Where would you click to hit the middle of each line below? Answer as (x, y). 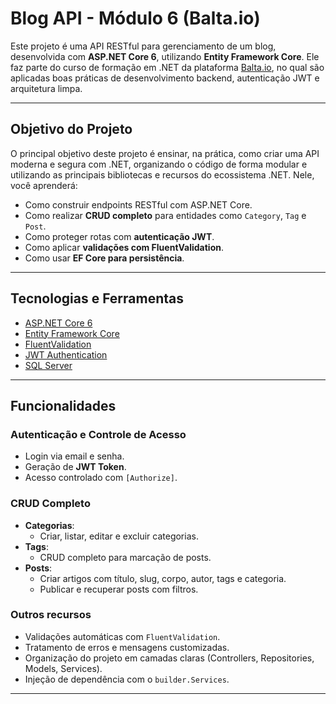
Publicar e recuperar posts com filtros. (119, 589)
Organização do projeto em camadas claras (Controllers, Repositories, (169, 658)
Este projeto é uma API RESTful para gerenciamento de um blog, (143, 46)
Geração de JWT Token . (75, 467)
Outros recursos (51, 615)
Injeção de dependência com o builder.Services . (127, 679)
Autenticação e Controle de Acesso (98, 434)
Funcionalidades (63, 405)
